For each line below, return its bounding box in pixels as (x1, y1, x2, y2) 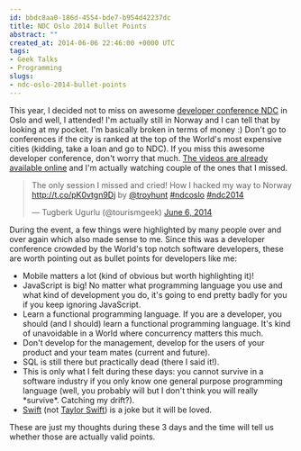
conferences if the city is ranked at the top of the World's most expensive (9, 133, 282, 144)
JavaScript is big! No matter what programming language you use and (22, 280, 283, 291)
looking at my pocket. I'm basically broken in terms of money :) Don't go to (9, 123, 287, 135)
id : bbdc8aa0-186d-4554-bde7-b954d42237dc (9, 13, 171, 23)
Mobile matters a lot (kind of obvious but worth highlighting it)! (22, 270, 255, 281)
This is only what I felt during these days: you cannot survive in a (22, 365, 264, 376)
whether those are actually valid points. (9, 431, 156, 442)
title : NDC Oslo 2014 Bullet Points (9, 22, 147, 31)
